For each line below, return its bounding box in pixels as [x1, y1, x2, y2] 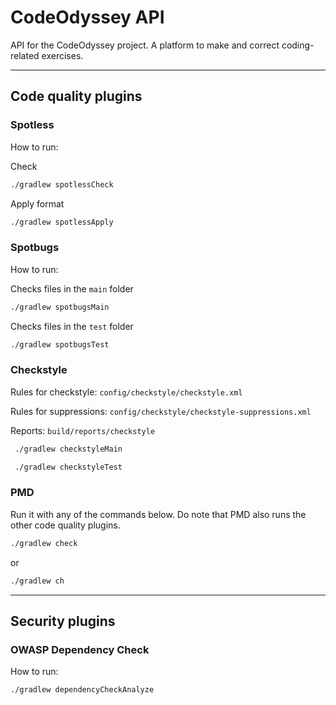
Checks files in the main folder [10, 282, 134, 295]
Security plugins [10, 612, 116, 630]
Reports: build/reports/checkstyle [10, 424, 156, 436]
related [10, 49, 40, 61]
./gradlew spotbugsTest [10, 339, 110, 350]
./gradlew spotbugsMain [10, 302, 110, 312]
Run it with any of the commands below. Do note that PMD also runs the [10, 508, 307, 520]
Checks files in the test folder [10, 320, 134, 332]
